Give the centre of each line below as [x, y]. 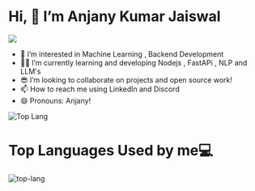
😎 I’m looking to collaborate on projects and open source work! [126, 79]
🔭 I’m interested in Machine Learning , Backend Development [122, 54]
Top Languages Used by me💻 [111, 151]
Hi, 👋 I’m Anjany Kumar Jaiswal [115, 17]
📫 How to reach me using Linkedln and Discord [100, 89]
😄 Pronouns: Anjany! [55, 100]
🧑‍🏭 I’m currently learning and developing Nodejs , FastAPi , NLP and [134, 62]
